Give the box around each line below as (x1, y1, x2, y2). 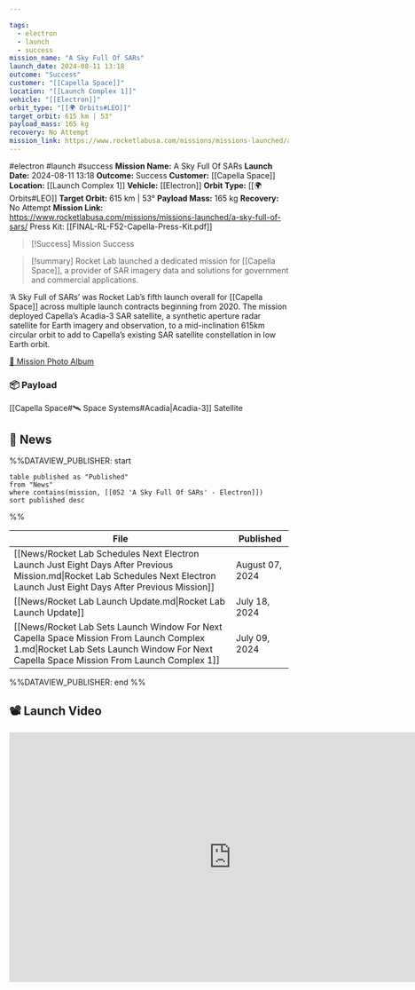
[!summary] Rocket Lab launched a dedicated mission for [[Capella (30, 255, 276, 266)
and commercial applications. (30, 274, 139, 285)
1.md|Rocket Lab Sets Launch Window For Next (13, 643, 213, 655)
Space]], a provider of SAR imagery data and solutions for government (30, 265, 289, 275)
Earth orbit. (9, 338, 51, 349)
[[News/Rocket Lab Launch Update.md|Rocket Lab (13, 595, 226, 607)
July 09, (236, 631, 270, 644)
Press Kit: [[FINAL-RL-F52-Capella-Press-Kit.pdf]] (29, 221, 213, 232)
